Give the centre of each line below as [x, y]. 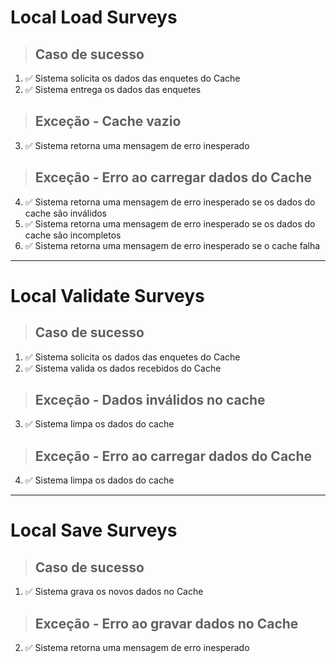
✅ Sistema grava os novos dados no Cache [114, 592]
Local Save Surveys [94, 530]
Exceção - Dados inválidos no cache [150, 400]
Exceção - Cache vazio [108, 121]
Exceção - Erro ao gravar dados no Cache [166, 623]
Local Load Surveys [94, 17]
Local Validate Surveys [107, 295]
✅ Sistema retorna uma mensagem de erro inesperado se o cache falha [172, 245]
